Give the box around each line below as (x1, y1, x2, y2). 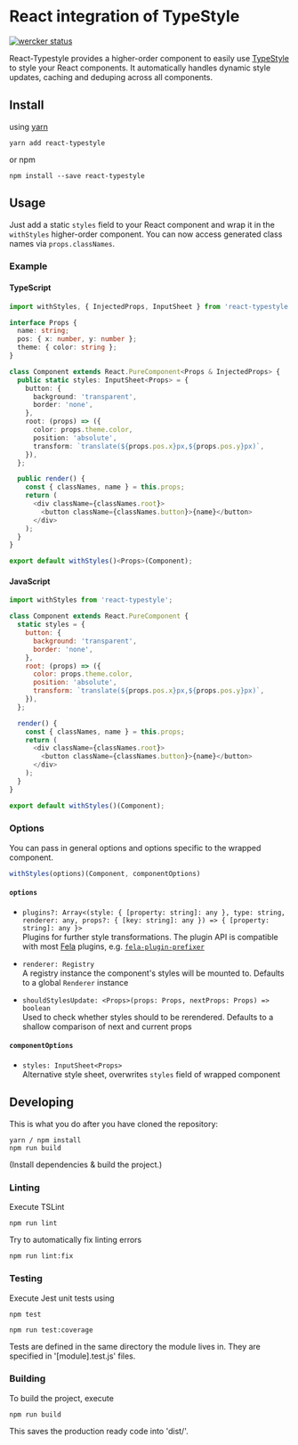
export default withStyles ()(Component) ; (9, 801, 165, 810)
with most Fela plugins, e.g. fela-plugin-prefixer (21, 941, 205, 952)
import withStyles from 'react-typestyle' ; (9, 596, 173, 605)
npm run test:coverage (9, 1325, 93, 1335)
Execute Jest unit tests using (9, 1293, 115, 1303)
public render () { (17, 475, 86, 483)
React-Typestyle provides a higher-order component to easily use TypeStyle (9, 53, 289, 63)
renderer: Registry (21, 960, 95, 969)
